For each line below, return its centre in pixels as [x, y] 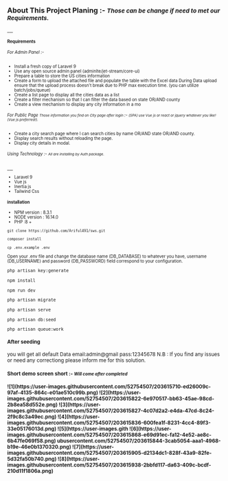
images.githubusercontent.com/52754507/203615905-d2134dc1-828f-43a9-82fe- [110, 453]
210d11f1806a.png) [30, 471]
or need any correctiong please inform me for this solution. [77, 360]
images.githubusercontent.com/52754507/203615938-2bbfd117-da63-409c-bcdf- [109, 465]
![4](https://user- [79, 417]
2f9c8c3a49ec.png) [32, 417]
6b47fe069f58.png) [32, 441]
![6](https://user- [150, 429]
